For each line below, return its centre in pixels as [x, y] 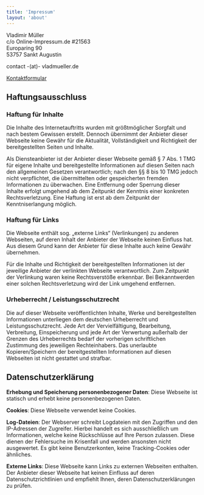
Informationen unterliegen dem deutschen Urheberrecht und [82, 319]
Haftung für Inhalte [35, 114]
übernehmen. [23, 253]
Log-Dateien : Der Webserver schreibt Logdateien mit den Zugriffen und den [102, 422]
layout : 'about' [27, 18]
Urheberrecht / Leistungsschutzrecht [63, 300]
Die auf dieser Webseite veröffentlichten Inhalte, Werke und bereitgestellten [101, 313]
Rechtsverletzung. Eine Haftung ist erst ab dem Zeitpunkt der [83, 198]
